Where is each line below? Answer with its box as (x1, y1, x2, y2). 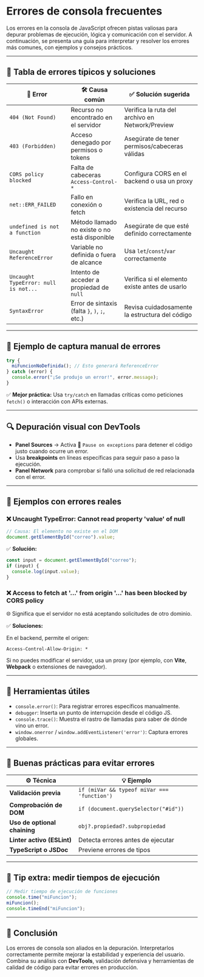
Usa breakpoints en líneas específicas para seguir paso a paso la (15, 454, 180, 461)
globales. (15, 735, 38, 742)
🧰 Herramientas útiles (6, 686, 90, 696)
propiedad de (70, 283, 109, 291)
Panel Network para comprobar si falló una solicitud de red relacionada (15, 466, 195, 474)
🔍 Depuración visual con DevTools (6, 422, 141, 432)
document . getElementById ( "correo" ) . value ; (6, 534, 115, 540)
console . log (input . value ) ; (12, 568, 80, 574)
